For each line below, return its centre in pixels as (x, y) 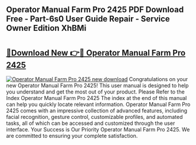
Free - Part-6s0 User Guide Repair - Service (88, 19)
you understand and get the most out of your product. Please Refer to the (95, 92)
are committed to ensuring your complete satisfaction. (72, 136)
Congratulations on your (158, 79)
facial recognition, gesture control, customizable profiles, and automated (94, 117)
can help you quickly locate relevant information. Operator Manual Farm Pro (98, 104)
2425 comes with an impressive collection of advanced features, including (97, 111)
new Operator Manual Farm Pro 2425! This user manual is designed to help (97, 86)
